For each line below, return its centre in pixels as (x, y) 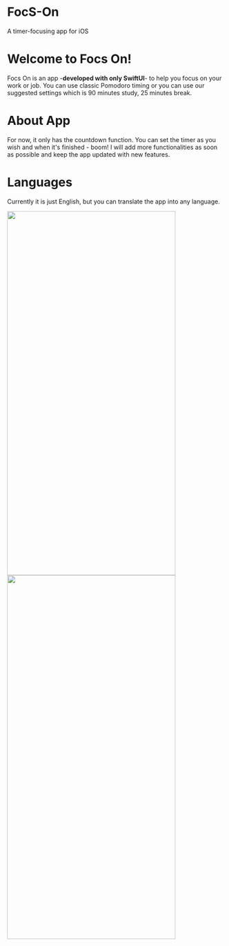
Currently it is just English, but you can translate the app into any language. (114, 201)
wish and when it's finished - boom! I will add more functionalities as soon (112, 147)
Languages (40, 182)
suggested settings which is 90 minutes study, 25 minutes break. (99, 92)
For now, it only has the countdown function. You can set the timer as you (111, 139)
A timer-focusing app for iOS (48, 31)
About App (39, 121)
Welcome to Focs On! (70, 59)
